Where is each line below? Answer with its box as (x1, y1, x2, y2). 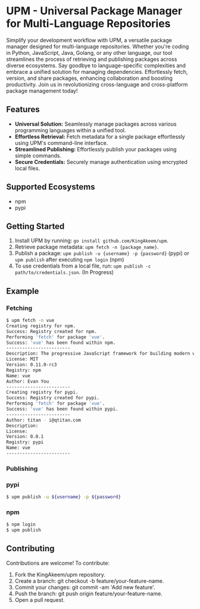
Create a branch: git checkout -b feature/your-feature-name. (14, 577, 164, 585)
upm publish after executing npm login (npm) (14, 256, 124, 263)
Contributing (6, 543, 55, 554)
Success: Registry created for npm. (6, 328, 97, 334)
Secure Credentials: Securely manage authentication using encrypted (14, 158, 187, 165)
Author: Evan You (6, 378, 49, 384)
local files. (14, 164, 40, 172)
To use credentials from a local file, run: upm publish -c (14, 262, 151, 269)
